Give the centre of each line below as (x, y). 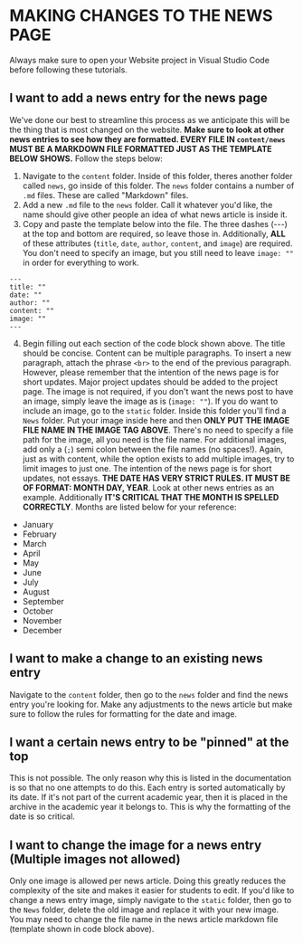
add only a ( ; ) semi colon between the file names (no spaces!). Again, (152, 449)
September (43, 601)
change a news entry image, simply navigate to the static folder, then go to (151, 900)
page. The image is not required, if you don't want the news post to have (158, 391)
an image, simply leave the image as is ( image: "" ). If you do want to (150, 401)
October (38, 611)
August (36, 591)
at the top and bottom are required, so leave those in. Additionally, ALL (154, 233)
